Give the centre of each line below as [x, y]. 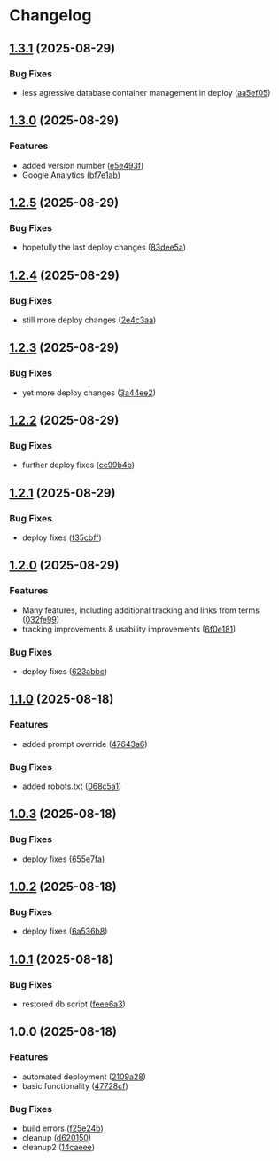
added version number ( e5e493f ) [83, 165]
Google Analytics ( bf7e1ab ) [71, 175]
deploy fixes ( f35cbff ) [62, 537]
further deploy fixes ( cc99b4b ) [78, 465]
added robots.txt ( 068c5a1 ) [72, 786]
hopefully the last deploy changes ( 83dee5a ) [104, 247]
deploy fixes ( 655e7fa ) [63, 859]
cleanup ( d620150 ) [56, 1138]
